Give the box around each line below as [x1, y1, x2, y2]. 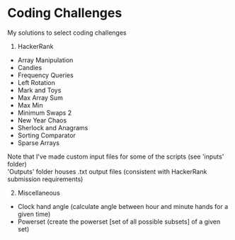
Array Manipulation [17, 55, 74, 64]
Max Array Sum [17, 93, 64, 102]
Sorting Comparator [17, 131, 76, 139]
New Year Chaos [17, 115, 67, 125]
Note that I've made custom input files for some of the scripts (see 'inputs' [7, 152, 224, 161]
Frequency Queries [17, 71, 74, 79]
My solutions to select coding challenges [7, 28, 127, 37]
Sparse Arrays [17, 138, 60, 147]
